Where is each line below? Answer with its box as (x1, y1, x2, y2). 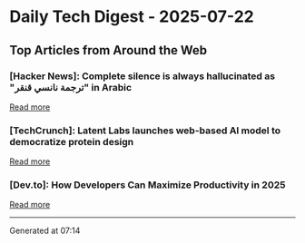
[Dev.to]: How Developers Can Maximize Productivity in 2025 (9, 179, 286, 191)
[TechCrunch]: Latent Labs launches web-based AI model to (9, 124, 281, 137)
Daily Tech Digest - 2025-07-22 (9, 6, 254, 27)
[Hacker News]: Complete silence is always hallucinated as (9, 70, 275, 83)
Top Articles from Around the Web (9, 43, 207, 58)
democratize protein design (9, 135, 134, 148)
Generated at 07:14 (9, 225, 81, 237)
